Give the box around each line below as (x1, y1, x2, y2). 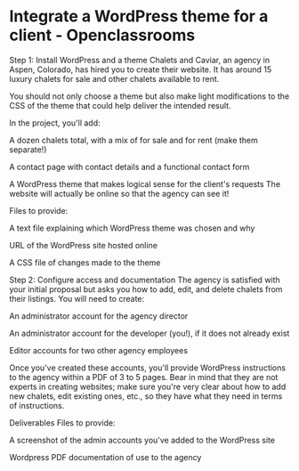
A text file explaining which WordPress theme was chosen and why (9, 223, 255, 233)
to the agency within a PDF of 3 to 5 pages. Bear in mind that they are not (9, 371, 279, 382)
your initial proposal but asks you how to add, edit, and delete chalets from (9, 283, 283, 295)
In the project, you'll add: (9, 118, 101, 128)
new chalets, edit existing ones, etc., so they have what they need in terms (9, 390, 283, 402)
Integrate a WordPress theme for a (9, 6, 269, 27)
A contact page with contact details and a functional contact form (9, 161, 250, 172)
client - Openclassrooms (9, 25, 196, 45)
